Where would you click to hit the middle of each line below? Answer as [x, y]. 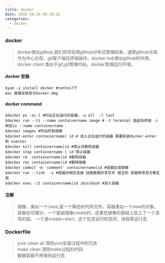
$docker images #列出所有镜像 [34, 131]
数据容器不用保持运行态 [41, 256]
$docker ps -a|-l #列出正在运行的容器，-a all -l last [60, 115]
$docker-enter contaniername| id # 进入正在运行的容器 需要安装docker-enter [81, 136]
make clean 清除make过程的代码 [50, 249]
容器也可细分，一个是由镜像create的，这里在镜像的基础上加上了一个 [86, 213]
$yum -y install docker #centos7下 [41, 88]
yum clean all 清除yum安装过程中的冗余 [57, 243]
